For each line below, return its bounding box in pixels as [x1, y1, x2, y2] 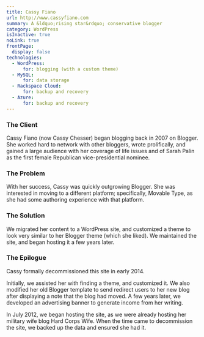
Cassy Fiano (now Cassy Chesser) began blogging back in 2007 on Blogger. [6, 134, 199, 142]
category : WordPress [6, 26, 59, 32]
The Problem [6, 169, 46, 178]
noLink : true [6, 37, 40, 44]
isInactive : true [6, 32, 51, 38]
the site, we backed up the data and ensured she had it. [6, 324, 147, 331]
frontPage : [6, 44, 34, 50]
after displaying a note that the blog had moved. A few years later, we [6, 292, 181, 300]
